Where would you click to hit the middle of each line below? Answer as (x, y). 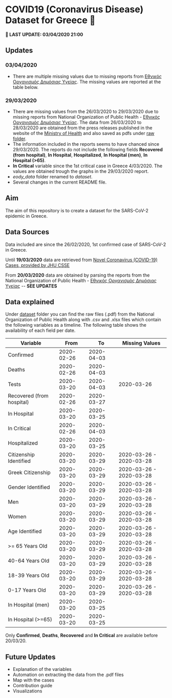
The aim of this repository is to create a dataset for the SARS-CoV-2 (77, 210)
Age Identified (25, 531)
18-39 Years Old (29, 575)
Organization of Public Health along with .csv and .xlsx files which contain (83, 320)
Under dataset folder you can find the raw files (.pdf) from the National (80, 314)
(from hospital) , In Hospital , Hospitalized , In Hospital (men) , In (80, 155)
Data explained (30, 302)
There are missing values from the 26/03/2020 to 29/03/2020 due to (85, 111)
